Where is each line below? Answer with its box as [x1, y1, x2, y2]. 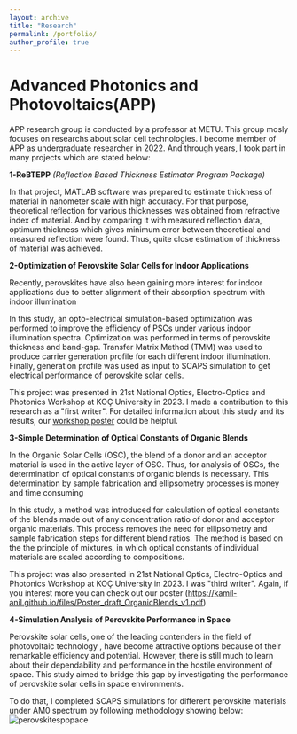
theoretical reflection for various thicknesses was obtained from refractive [9, 206, 281, 216]
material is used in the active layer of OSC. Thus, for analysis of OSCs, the [9, 459, 280, 470]
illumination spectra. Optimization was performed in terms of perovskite [9, 332, 271, 343]
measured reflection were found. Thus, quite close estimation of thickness [9, 234, 281, 245]
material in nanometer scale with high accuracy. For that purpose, [9, 196, 250, 207]
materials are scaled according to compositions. [9, 551, 184, 563]
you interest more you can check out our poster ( [9, 588, 189, 598]
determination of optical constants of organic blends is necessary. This [9, 469, 269, 480]
